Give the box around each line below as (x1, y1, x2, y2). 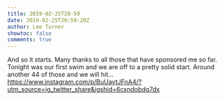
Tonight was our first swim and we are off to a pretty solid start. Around (7, 63, 215, 71)
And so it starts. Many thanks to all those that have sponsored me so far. (7, 55, 218, 64)
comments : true (7, 36, 52, 43)
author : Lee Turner (7, 23, 65, 30)
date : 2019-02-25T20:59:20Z (7, 17, 90, 24)
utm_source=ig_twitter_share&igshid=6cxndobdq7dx (7, 85, 160, 94)
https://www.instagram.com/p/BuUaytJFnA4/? (7, 78, 142, 86)
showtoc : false (7, 29, 52, 37)
